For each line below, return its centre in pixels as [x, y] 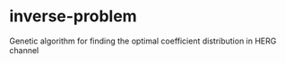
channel [24, 50]
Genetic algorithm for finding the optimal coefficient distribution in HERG [143, 41]
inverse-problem [73, 16]
